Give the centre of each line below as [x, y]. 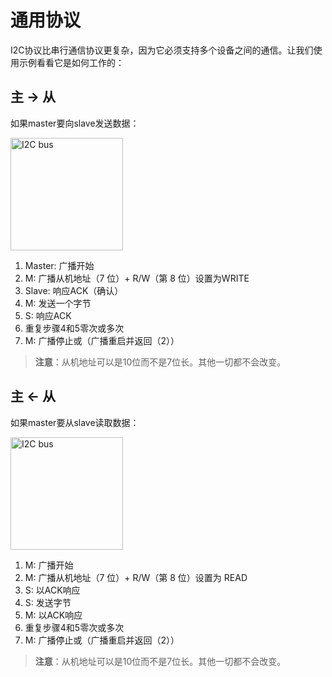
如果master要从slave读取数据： [75, 422]
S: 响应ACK [48, 315]
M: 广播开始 [49, 565]
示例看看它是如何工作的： [71, 62]
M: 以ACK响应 [53, 615]
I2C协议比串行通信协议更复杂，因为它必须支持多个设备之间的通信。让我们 [162, 50]
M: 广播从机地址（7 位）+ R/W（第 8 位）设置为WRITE [137, 278]
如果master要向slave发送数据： [75, 123]
